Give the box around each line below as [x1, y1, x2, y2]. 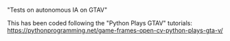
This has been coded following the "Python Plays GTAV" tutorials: [7, 19, 192, 27]
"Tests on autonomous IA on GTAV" [7, 6, 108, 14]
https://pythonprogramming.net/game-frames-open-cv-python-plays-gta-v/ [7, 27, 223, 34]
